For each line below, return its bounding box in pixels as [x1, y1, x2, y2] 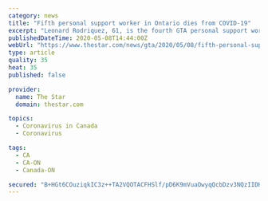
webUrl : [8, 41, 34, 49]
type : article [8, 49, 56, 57]
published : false [8, 71, 66, 79]
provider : [8, 85, 41, 93]
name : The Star [15, 93, 66, 100]
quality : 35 [8, 57, 48, 65]
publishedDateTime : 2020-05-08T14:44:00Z [8, 33, 148, 42]
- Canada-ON [15, 166, 56, 174]
